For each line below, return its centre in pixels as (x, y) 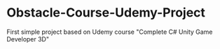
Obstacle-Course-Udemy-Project (106, 13)
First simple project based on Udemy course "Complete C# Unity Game (110, 32)
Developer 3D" (28, 39)
